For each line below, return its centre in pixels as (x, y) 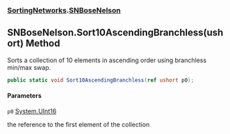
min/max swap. (29, 67)
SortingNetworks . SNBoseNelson (64, 10)
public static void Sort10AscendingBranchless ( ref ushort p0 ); (101, 80)
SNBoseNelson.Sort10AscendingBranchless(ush (115, 33)
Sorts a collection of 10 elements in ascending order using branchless (107, 60)
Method (43, 44)
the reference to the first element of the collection (79, 124)
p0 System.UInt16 (32, 111)
